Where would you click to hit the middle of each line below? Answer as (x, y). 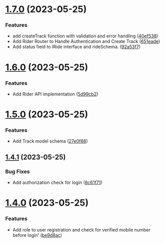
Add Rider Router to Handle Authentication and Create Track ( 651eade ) (86, 41)
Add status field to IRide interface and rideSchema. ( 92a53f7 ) (76, 47)
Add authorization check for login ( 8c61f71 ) (57, 182)
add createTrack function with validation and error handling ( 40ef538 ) (85, 36)
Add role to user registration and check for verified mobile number (81, 230)
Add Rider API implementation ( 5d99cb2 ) (55, 94)
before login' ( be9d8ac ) (37, 235)
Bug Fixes (18, 171)
